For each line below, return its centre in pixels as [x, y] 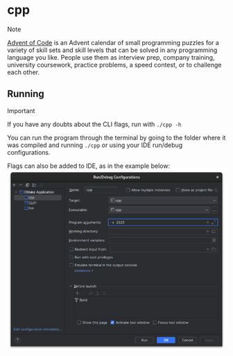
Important [21, 110]
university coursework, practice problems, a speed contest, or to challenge [114, 65]
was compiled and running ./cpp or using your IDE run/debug [95, 145]
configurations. [29, 152]
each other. [24, 72]
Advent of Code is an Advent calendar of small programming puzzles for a [113, 42]
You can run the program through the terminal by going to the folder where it [116, 137]
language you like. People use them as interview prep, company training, [111, 57]
